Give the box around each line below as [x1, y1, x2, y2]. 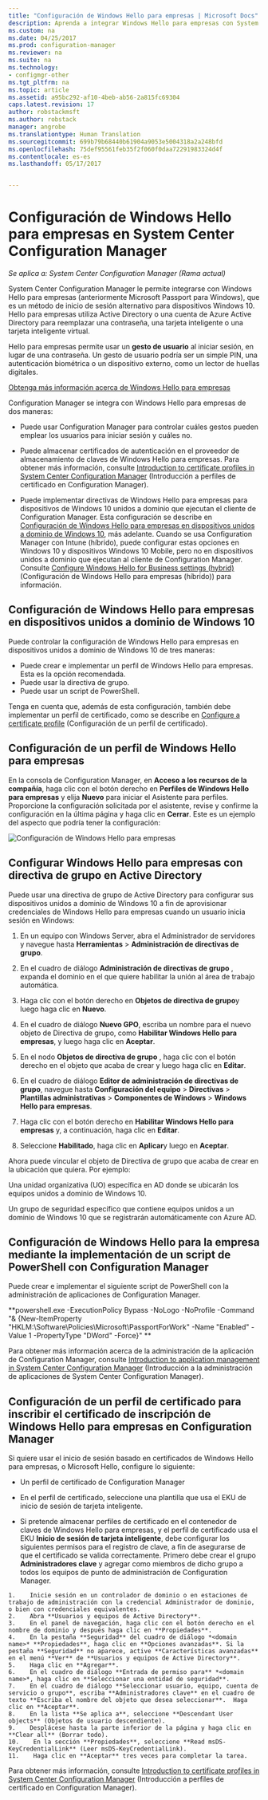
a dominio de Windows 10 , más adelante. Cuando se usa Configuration [19, 530, 253, 539]
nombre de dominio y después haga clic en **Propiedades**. [8, 1626, 213, 1635]
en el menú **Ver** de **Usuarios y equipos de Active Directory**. [8, 1654, 241, 1663]
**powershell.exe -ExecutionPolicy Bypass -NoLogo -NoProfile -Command [8, 1306, 255, 1315]
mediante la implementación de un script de [8, 1247, 231, 1261]
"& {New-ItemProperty [8, 1314, 82, 1324]
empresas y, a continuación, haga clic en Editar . [19, 1125, 180, 1135]
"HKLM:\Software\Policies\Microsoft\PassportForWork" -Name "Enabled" [8, 1322, 250, 1332]
